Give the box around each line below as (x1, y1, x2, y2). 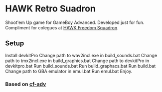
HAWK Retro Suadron (5, 3, 96, 14)
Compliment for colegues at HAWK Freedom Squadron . (5, 24, 119, 30)
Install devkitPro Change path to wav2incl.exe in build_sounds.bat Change (5, 52, 158, 58)
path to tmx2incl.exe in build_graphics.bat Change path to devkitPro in (5, 58, 150, 64)
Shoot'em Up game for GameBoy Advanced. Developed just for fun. (5, 19, 145, 25)
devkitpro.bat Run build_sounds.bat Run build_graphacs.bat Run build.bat (5, 63, 156, 69)
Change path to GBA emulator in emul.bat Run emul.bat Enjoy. (5, 68, 133, 74)
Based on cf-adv (5, 81, 46, 88)
